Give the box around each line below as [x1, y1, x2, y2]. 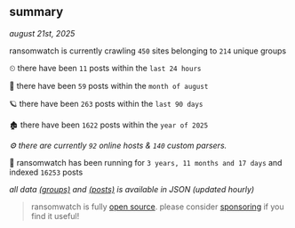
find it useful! [30, 210, 80, 221]
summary [9, 4, 64, 20]
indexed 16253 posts [9, 167, 84, 177]
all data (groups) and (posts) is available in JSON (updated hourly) [9, 183, 255, 194]
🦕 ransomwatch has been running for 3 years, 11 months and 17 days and [9, 157, 283, 167]
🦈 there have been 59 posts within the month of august [9, 80, 209, 91]
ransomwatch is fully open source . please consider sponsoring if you [30, 201, 284, 212]
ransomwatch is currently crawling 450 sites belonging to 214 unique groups [9, 45, 287, 56]
